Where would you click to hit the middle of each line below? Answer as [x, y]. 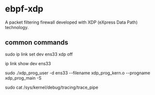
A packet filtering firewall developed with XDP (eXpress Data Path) [71, 22]
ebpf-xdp [24, 9]
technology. [17, 27]
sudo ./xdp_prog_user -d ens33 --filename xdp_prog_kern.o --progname [77, 73]
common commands [37, 43]
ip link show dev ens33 [28, 63]
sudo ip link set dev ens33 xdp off [39, 54]
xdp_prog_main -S [23, 78]
